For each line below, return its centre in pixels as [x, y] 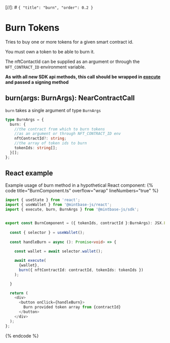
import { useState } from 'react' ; [43, 200]
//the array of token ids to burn [51, 143]
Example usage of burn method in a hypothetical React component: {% [79, 185]
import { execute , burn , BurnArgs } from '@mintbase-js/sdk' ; [72, 210]
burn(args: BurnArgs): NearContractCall [70, 98]
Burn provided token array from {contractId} [72, 307]
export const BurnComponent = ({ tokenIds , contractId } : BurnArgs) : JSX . [85, 223]
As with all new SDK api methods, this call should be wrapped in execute [83, 77]
